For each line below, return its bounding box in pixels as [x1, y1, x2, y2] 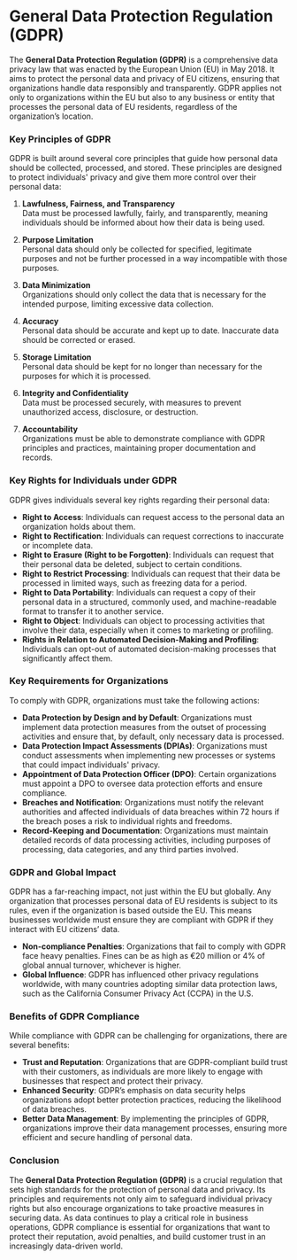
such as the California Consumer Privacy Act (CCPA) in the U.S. [21, 988, 254, 999]
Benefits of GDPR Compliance [9, 1010, 140, 1023]
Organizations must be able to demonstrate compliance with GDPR [21, 433, 265, 444]
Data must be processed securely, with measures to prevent [21, 397, 241, 408]
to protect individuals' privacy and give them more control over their [9, 172, 257, 183]
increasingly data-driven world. [9, 1241, 124, 1251]
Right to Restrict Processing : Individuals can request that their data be [21, 568, 281, 579]
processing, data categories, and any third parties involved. [21, 844, 239, 854]
